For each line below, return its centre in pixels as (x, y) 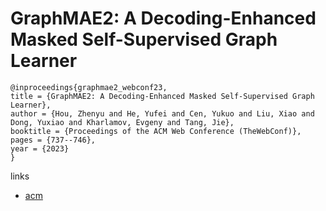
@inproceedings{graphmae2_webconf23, (89, 87)
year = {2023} (40, 148)
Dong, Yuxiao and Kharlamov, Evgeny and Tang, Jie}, (122, 122)
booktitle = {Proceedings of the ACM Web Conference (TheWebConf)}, (156, 131)
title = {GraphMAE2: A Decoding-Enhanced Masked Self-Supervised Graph (162, 96)
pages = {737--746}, (53, 140)
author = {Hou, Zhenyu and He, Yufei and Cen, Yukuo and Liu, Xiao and (162, 113)
